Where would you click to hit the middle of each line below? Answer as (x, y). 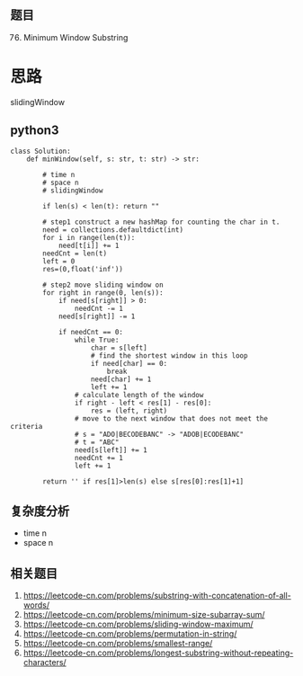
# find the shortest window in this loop (169, 356)
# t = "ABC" (97, 442)
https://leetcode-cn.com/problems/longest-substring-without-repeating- (158, 653)
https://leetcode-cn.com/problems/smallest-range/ (118, 644)
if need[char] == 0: (129, 363)
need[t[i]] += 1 (89, 245)
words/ (36, 605)
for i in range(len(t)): (89, 237)
